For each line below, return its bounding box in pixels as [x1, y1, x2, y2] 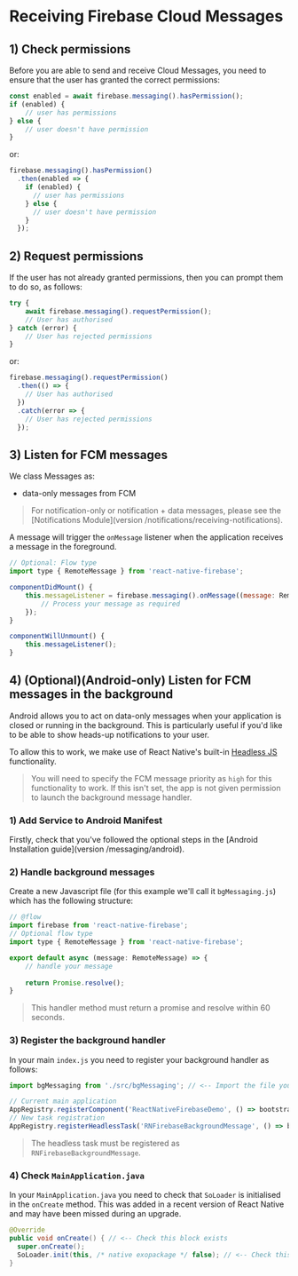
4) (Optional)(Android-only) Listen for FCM [9, 673, 252, 688]
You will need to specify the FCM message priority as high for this [30, 773, 272, 783]
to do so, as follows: [9, 281, 82, 292]
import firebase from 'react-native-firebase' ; [9, 921, 189, 930]
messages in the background [9, 686, 174, 702]
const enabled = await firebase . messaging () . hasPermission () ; [9, 91, 244, 100]
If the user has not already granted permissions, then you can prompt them [9, 273, 284, 283]
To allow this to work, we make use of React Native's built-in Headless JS [9, 746, 278, 757]
